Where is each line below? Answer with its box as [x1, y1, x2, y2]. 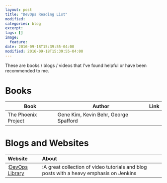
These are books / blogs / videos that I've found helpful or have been [5, 62, 147, 68]
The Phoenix [7, 111, 37, 118]
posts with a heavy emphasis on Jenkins [42, 170, 137, 177]
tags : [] [5, 30, 23, 35]
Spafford [57, 118, 78, 124]
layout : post [5, 7, 32, 12]
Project [7, 118, 25, 124]
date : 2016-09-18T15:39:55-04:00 [5, 44, 75, 49]
